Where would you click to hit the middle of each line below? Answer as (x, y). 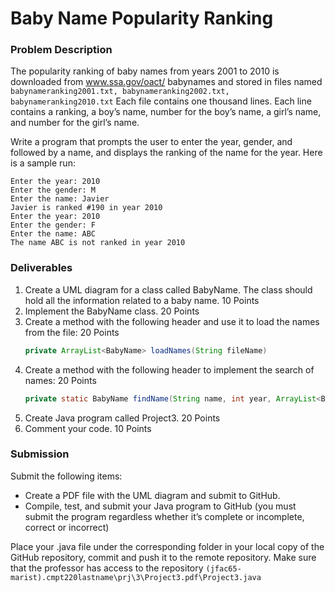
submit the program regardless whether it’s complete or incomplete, (164, 516)
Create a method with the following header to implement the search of (169, 369)
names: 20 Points (60, 380)
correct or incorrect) (67, 527)
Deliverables (41, 268)
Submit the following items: (66, 476)
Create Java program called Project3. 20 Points (122, 418)
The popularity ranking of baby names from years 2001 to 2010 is (145, 71)
